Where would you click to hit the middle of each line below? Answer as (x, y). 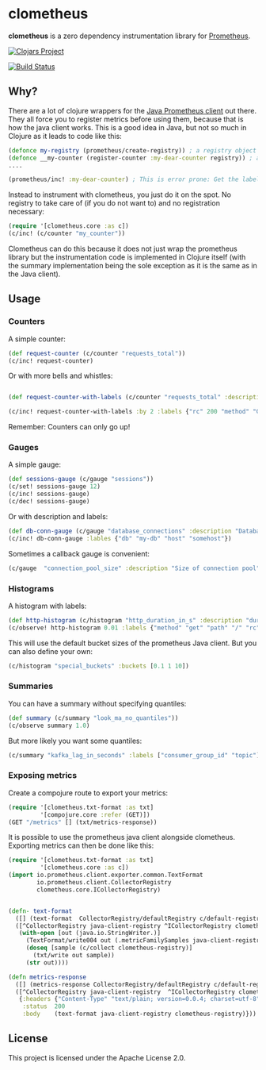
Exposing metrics (43, 776)
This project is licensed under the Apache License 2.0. (97, 1057)
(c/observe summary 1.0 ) (49, 726)
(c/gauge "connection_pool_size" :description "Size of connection (123, 568)
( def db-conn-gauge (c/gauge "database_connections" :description (120, 531)
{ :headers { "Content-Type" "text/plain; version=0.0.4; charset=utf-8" (139, 999)
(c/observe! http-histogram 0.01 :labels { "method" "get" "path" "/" (125, 628)
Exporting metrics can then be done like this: (81, 845)
